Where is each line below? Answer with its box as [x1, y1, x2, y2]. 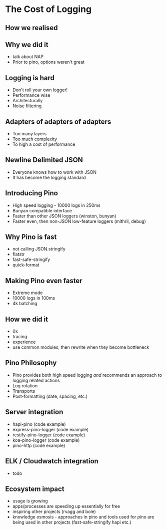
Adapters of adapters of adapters [5, 117, 111, 126]
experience [12, 339, 36, 345]
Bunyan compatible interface [12, 207, 72, 213]
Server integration [5, 408, 63, 416]
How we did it [5, 315, 48, 324]
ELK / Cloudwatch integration [5, 457, 98, 465]
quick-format [12, 262, 39, 268]
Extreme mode [12, 290, 43, 296]
